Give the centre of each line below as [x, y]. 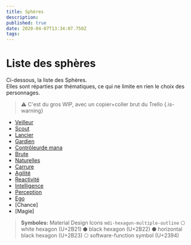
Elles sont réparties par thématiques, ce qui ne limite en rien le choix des [95, 87]
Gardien [24, 142]
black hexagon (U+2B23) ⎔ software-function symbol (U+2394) [100, 235]
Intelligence [29, 186]
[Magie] [24, 211]
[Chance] [26, 205]
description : [22, 17]
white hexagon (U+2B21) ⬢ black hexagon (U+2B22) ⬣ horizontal [101, 229]
